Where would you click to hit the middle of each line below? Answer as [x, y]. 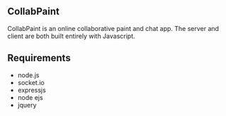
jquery [27, 105]
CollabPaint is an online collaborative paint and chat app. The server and [113, 28]
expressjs [32, 90]
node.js [29, 75]
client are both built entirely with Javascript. [72, 36]
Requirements [39, 58]
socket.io [31, 82]
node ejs [30, 97]
